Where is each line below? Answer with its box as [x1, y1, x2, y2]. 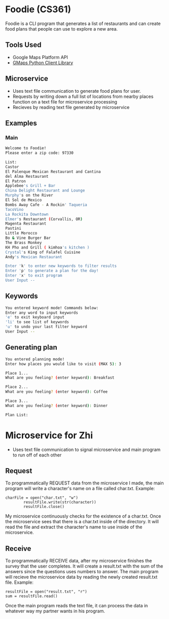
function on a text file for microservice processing [12, 98, 118, 105]
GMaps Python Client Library [12, 60, 74, 66]
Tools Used [5, 41, 42, 49]
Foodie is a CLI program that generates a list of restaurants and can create [5, 20, 161, 26]
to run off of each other [12, 452, 62, 458]
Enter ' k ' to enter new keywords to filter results [5, 263, 117, 268]
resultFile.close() [23, 504, 65, 509]
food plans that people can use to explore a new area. [5, 25, 118, 32]
